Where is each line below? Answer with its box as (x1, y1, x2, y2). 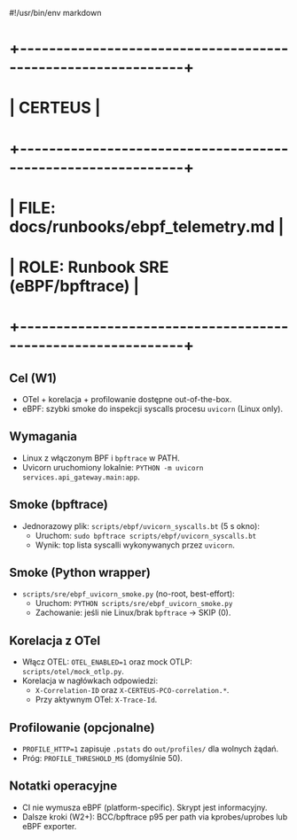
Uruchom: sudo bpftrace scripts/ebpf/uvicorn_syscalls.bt (35, 530, 257, 541)
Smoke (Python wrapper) (9, 564, 152, 579)
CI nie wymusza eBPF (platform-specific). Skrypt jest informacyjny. (21, 802, 268, 813)
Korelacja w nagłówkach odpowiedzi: (21, 675, 158, 686)
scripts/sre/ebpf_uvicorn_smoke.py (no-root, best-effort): (21, 588, 235, 599)
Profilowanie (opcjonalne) (9, 719, 155, 735)
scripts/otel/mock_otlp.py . (21, 666, 124, 677)
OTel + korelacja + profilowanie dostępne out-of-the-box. (21, 393, 232, 404)
